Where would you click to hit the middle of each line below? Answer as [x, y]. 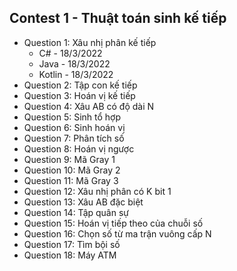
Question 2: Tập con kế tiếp [80, 85]
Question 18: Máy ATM [70, 255]
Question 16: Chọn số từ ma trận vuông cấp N [117, 233]
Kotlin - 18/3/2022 [76, 74]
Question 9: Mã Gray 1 [69, 159]
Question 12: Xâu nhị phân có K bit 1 [97, 191]
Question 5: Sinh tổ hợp [72, 117]
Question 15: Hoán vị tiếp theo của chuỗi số [113, 223]
